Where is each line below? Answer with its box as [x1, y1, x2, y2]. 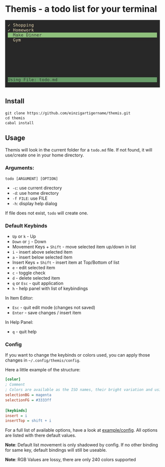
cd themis [5, 115, 26, 121]
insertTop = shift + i [5, 418, 52, 423]
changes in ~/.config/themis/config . [5, 357, 81, 363]
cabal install [5, 120, 34, 126]
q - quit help [12, 329, 37, 335]
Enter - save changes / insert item [12, 310, 82, 316]
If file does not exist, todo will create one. [5, 210, 88, 216]
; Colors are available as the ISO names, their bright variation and [5, 388, 153, 392]
